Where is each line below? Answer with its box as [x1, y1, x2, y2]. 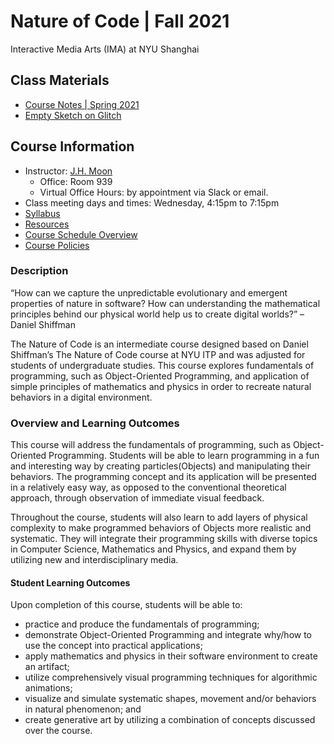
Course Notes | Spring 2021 [24, 98, 140, 110]
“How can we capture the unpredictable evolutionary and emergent [10, 286, 288, 299]
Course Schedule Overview [24, 228, 138, 240]
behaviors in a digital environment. [10, 391, 153, 403]
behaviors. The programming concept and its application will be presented [10, 471, 317, 483]
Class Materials [10, 72, 110, 89]
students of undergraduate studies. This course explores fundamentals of [10, 359, 315, 371]
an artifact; [24, 661, 70, 673]
